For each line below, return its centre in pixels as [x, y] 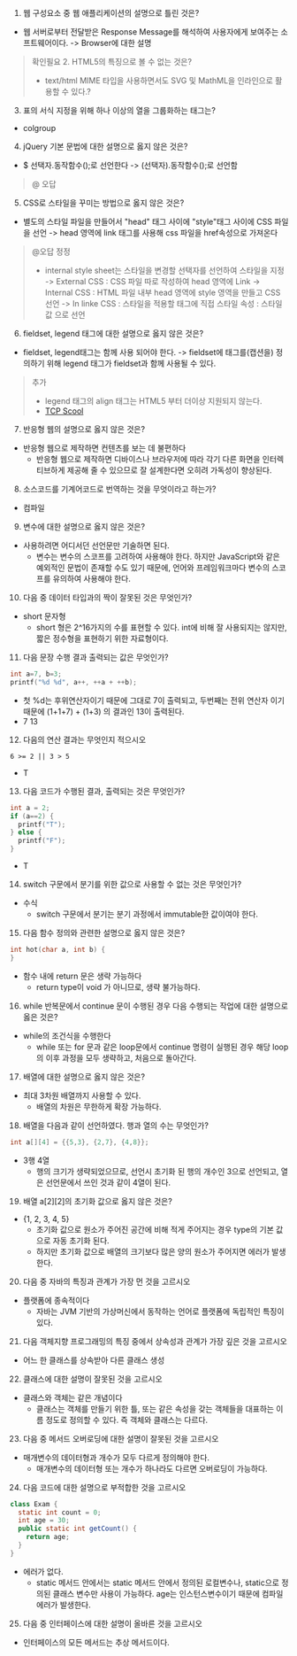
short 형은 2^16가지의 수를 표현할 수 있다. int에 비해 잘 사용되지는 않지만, [161, 627]
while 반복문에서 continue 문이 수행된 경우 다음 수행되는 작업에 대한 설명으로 [155, 1006]
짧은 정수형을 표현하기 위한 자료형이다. [102, 638]
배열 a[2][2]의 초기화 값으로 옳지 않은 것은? [98, 1201]
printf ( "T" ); [42, 824]
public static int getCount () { [78, 1529]
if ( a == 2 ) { [32, 816]
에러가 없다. [43, 1571]
